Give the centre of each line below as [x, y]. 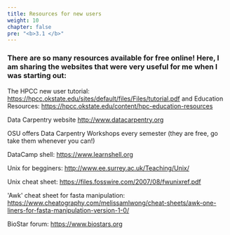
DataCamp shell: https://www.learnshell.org [70, 154]
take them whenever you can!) [51, 141]
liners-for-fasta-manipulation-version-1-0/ [68, 210]
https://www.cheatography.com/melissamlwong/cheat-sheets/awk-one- [112, 203]
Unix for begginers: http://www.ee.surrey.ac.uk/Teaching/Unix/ [98, 168]
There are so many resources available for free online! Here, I [113, 58]
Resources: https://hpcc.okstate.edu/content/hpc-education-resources [110, 106]
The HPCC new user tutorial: [48, 91]
